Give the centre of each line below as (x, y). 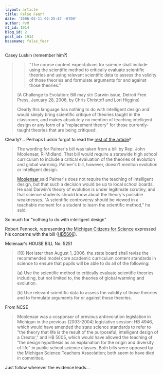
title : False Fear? (25, 14)
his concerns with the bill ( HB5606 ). (41, 234)
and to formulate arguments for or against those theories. (74, 298)
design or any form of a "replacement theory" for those (72, 125)
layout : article (21, 9)
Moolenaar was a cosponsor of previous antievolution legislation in (84, 317)
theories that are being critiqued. (64, 130)
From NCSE (17, 307)
